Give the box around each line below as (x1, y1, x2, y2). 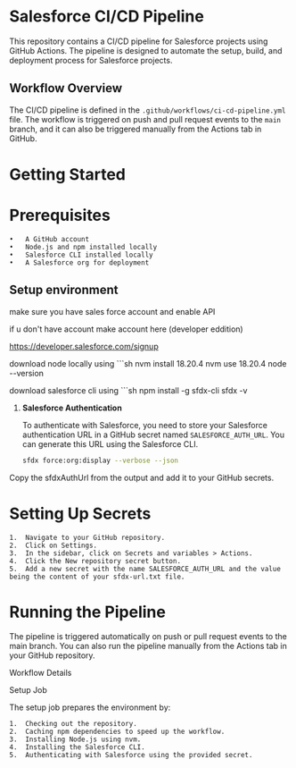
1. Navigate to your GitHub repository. (9, 533, 166, 542)
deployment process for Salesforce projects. (9, 55, 173, 65)
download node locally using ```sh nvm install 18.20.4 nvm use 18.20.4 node (9, 358, 287, 368)
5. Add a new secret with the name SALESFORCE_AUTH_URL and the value (9, 564, 281, 573)
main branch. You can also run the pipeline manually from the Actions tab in (9, 641, 287, 652)
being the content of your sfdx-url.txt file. (9, 572, 185, 581)
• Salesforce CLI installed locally (9, 250, 153, 259)
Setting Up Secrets (9, 503, 152, 524)
